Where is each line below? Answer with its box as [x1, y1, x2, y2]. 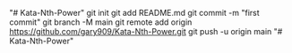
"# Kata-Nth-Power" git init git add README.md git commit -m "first [9, 8, 260, 18]
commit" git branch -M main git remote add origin [9, 17, 193, 27]
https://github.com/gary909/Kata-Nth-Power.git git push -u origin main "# [9, 26, 283, 36]
